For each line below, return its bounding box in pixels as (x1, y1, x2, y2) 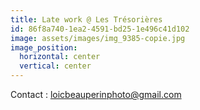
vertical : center (19, 61, 92, 71)
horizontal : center (19, 52, 101, 62)
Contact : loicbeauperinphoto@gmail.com (10, 89, 182, 100)
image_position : (10, 42, 78, 53)
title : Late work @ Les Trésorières (10, 14, 163, 25)
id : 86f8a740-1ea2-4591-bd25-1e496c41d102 (10, 24, 190, 34)
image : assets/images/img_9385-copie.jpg (10, 33, 186, 43)
